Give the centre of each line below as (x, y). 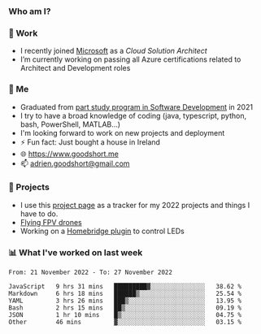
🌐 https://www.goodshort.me (70, 154)
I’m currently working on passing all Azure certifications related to (130, 59)
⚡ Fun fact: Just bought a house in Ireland (90, 142)
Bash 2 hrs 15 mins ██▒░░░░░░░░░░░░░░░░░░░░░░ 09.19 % (125, 308)
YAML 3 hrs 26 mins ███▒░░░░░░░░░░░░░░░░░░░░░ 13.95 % (125, 301)
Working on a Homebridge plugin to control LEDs (102, 231)
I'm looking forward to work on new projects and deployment (122, 132)
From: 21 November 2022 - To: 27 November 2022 (91, 273)
